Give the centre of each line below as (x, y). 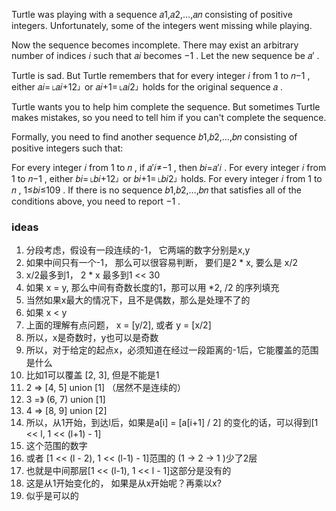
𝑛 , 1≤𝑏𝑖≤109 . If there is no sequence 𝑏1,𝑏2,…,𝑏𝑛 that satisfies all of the (156, 190)
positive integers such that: (67, 148)
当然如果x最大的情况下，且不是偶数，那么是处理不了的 (138, 300)
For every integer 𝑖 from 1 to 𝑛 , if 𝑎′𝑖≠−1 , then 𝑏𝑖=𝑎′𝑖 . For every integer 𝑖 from (169, 167)
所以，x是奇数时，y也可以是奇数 (92, 338)
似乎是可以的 (52, 496)
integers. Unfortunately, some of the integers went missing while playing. (162, 25)
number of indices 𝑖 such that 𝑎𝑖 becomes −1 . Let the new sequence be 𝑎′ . (165, 55)
